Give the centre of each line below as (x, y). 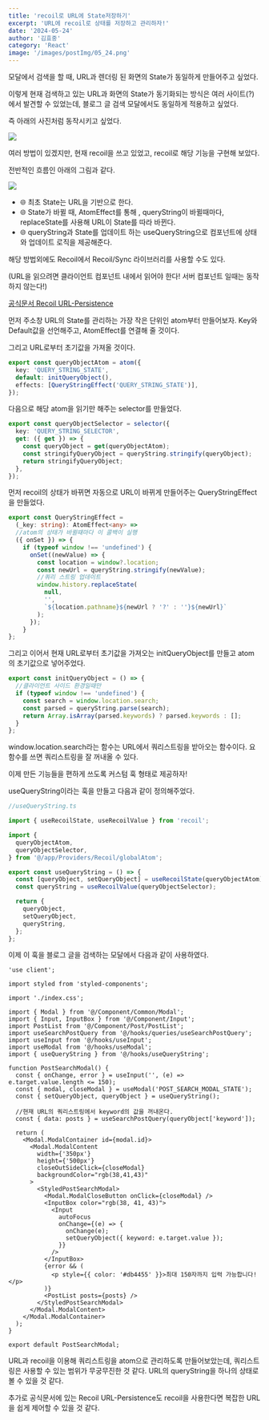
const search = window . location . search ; (91, 701)
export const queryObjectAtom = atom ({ (75, 362)
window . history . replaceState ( (87, 585)
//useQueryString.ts (43, 807)
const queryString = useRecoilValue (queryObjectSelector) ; (116, 887)
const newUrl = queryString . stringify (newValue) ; (121, 570)
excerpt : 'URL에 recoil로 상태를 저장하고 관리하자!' (89, 23)
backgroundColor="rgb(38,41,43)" (93, 1175)
